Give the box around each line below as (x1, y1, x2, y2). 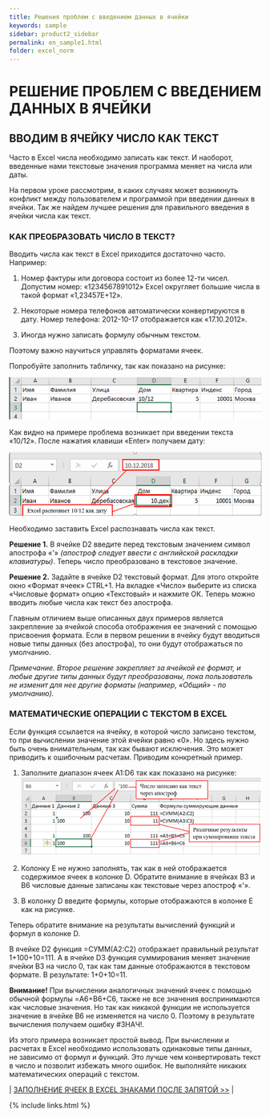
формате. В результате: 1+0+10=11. (9, 970, 128, 980)
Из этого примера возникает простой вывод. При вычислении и (9, 1035, 230, 1045)
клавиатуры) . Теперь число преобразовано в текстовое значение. (9, 556, 238, 566)
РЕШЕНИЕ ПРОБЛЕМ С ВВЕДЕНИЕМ (9, 83, 262, 100)
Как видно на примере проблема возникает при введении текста (9, 428, 234, 437)
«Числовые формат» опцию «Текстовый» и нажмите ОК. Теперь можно (9, 589, 256, 599)
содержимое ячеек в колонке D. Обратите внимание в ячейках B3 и (20, 872, 256, 882)
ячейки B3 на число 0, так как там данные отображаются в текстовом (9, 961, 251, 972)
